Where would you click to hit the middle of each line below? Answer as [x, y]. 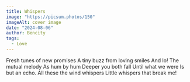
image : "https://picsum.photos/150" [51, 17]
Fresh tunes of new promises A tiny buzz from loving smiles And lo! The [93, 60]
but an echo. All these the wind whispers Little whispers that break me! [91, 73]
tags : [13, 38]
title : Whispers [26, 11]
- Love [19, 44]
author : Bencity [26, 33]
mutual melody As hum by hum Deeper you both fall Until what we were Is [95, 66]
